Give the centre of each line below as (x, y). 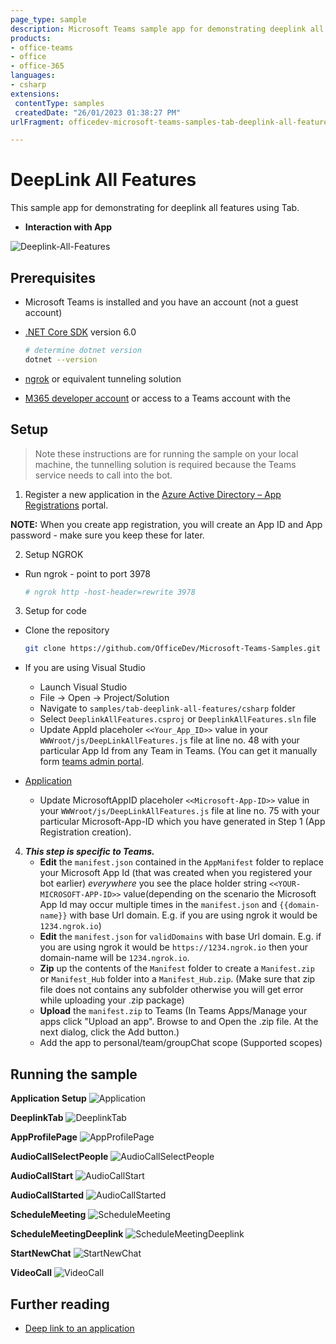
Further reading (60, 1304)
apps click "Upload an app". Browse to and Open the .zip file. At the (179, 1022)
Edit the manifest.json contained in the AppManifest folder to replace (181, 862)
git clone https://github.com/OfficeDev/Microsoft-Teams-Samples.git (173, 649)
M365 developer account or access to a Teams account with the (157, 398)
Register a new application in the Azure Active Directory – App (153, 494)
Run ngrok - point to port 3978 (87, 573)
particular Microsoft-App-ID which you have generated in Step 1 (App (182, 822)
